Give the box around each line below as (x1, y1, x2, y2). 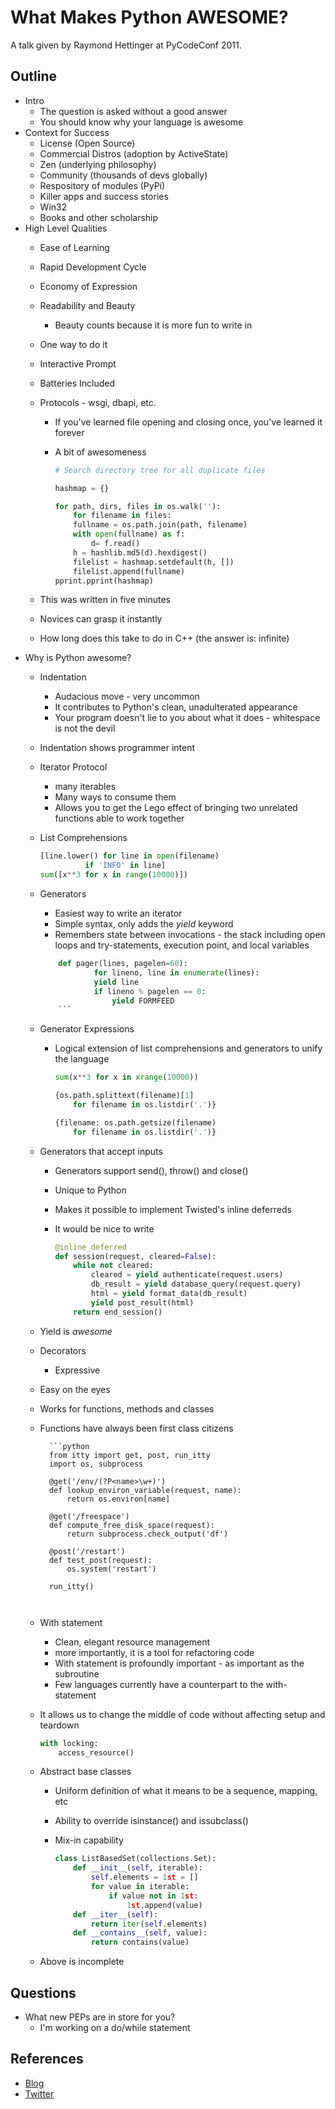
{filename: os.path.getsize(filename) (54, 1117, 217, 1128)
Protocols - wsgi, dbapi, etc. (39, 396, 157, 408)
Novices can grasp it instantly (39, 613, 163, 625)
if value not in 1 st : (108, 1891, 199, 1901)
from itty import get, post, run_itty (48, 1450, 211, 1460)
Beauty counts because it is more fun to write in (54, 319, 253, 331)
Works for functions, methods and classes (39, 1402, 215, 1415)
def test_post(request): (48, 1555, 153, 1565)
